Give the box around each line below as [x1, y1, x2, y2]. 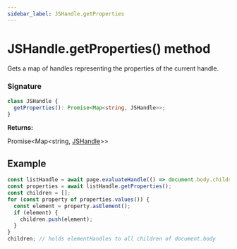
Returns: [7, 123, 34, 132]
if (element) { [13, 209, 59, 216]
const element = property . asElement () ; [13, 202, 131, 209]
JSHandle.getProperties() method [7, 40, 211, 56]
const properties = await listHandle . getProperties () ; [7, 183, 172, 190]
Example [7, 157, 47, 169]
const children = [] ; [7, 190, 71, 197]
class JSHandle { [7, 97, 59, 104]
